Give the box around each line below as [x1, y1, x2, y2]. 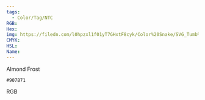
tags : [6, 9, 20, 15]
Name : [6, 49, 20, 55]
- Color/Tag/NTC [12, 15, 53, 21]
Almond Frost [6, 65, 40, 73]
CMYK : [6, 37, 20, 43]
